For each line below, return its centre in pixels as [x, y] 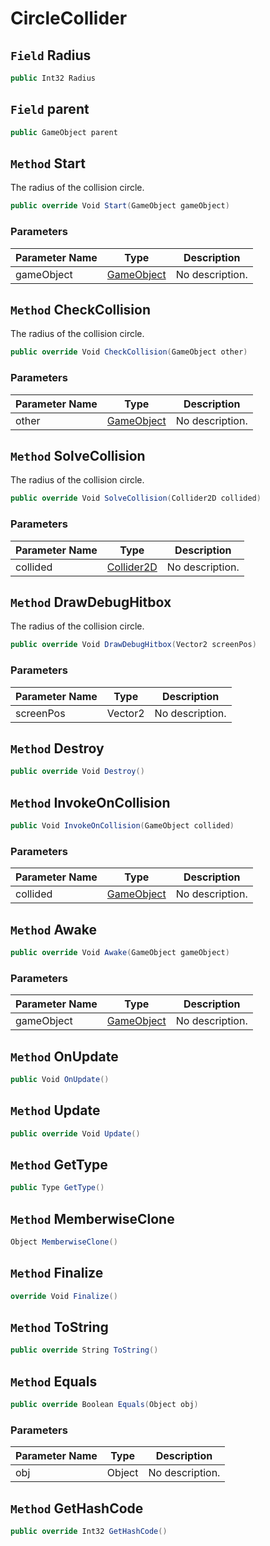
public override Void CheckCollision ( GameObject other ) [129, 352]
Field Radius [51, 55]
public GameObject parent [64, 132]
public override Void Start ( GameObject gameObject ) [120, 206]
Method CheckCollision [80, 309]
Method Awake [53, 929]
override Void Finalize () [64, 1296]
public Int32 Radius [53, 78]
